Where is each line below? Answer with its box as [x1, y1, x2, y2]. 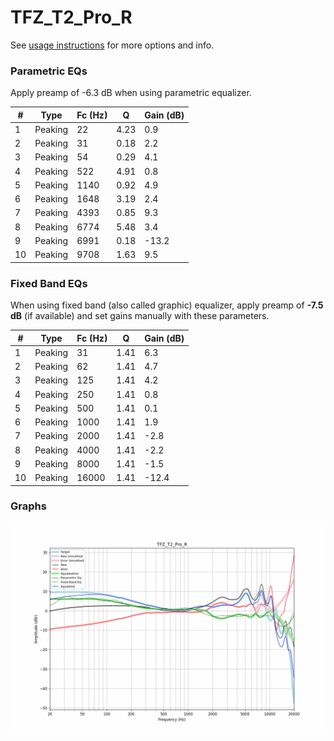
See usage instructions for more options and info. [10, 39, 215, 51]
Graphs [10, 499, 47, 513]
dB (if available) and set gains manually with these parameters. [10, 310, 270, 322]
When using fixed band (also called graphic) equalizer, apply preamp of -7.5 [10, 299, 324, 311]
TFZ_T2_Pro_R [10, 6, 133, 29]
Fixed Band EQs [10, 276, 88, 290]
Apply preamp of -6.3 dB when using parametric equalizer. [10, 87, 252, 99]
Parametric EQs [10, 64, 88, 78]
